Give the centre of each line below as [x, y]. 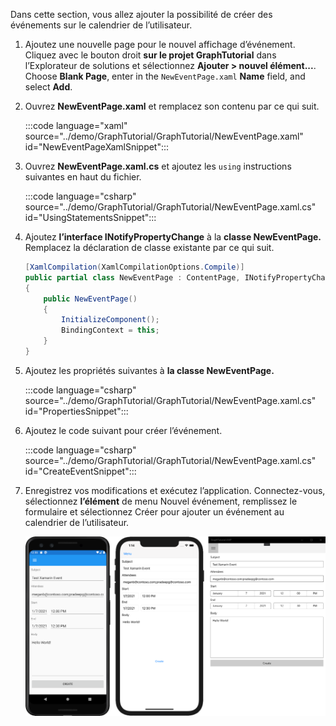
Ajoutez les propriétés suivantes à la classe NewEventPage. [149, 370]
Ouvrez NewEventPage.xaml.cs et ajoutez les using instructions [158, 166]
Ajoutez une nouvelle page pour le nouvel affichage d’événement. [160, 44]
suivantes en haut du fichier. [83, 177]
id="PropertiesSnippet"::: [76, 411]
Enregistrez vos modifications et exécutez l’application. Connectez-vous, [175, 490]
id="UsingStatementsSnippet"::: [90, 217]
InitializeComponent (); [110, 320]
